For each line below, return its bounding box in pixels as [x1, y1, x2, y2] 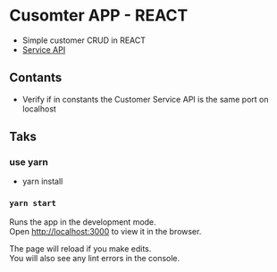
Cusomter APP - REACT [9, 5, 189, 26]
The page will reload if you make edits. [9, 243, 152, 254]
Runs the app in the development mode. [9, 216, 156, 227]
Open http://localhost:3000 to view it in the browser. [9, 226, 202, 236]
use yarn [9, 156, 49, 169]
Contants [9, 70, 63, 86]
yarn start [9, 198, 56, 209]
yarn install [21, 176, 63, 187]
